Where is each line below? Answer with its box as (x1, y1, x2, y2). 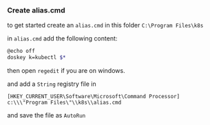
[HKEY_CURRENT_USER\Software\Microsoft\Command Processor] (7, 93, 180, 100)
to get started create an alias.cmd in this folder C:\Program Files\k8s (7, 21, 204, 30)
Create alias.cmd (7, 5, 65, 15)
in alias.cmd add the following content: (7, 34, 118, 43)
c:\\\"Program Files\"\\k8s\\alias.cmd (7, 99, 122, 106)
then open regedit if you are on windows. (7, 67, 125, 75)
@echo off (7, 47, 36, 55)
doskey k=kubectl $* (7, 54, 67, 61)
